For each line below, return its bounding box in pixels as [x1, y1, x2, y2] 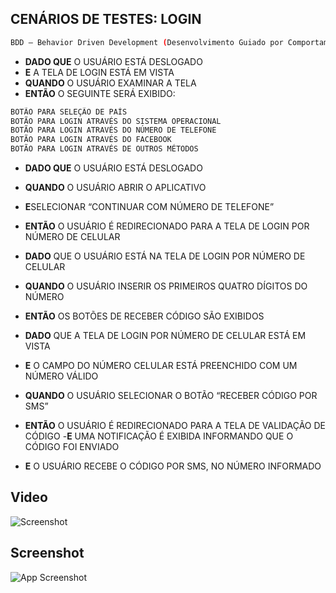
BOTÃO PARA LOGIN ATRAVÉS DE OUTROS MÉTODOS [10, 144, 199, 154]
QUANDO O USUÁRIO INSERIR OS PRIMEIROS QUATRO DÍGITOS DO [24, 280, 308, 292]
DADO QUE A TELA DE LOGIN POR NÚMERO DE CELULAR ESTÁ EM [24, 330, 307, 342]
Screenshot [10, 545, 85, 562]
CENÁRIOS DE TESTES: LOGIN [10, 11, 202, 28]
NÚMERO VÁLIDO [24, 370, 99, 382]
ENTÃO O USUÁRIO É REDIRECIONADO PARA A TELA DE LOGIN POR [24, 220, 310, 232]
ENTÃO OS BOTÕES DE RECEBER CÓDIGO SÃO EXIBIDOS [24, 310, 265, 322]
